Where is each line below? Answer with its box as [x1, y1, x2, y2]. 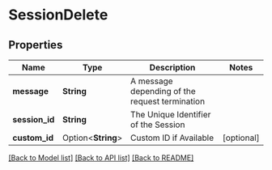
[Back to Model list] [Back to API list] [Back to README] [8, 153, 194, 163]
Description [149, 62, 196, 73]
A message [130, 75, 173, 87]
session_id [12, 114, 55, 125]
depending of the [130, 86, 196, 96]
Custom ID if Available [130, 132, 215, 143]
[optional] [222, 132, 260, 143]
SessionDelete [8, 6, 108, 24]
